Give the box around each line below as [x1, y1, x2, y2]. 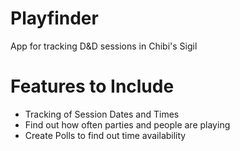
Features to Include [10, 75, 175, 98]
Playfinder [10, 7, 99, 30]
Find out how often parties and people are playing [24, 118, 231, 131]
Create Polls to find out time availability [24, 129, 187, 141]
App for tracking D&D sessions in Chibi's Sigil [10, 40, 198, 52]
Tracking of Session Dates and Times [24, 108, 180, 120]
